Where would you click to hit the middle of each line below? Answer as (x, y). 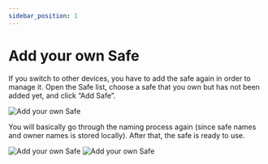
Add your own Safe (74, 55)
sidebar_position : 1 (43, 16)
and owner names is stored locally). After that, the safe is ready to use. (127, 135)
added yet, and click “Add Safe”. (62, 95)
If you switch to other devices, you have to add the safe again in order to (130, 78)
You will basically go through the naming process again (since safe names (132, 127)
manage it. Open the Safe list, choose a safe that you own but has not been (134, 86)
